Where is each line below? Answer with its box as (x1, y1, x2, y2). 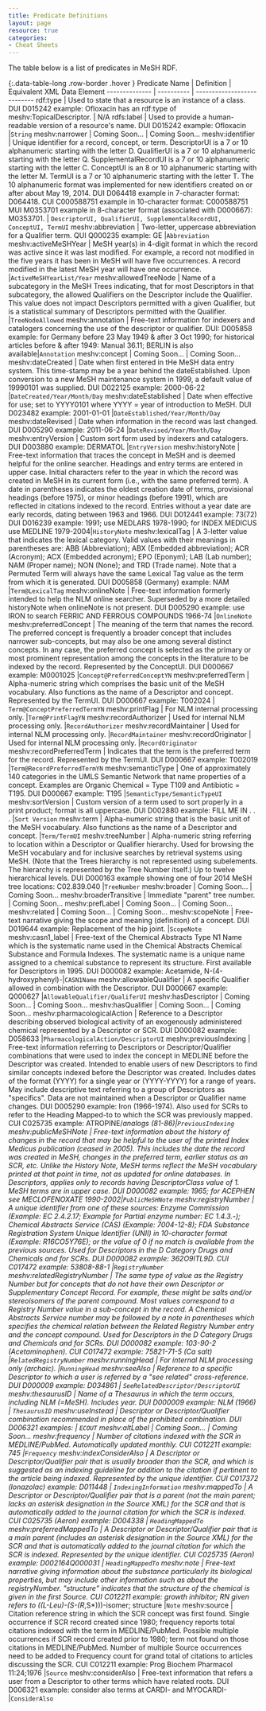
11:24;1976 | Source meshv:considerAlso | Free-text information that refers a (8, 1668, 253, 1678)
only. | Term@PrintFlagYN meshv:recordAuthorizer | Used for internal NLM (8, 713, 245, 723)
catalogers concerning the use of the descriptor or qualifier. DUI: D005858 (8, 324, 253, 333)
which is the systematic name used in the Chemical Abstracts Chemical (8, 941, 242, 951)
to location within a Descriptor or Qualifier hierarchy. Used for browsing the (8, 840, 254, 849)
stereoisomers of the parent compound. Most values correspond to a (8, 1296, 235, 1306)
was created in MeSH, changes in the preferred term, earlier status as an (8, 1152, 249, 1162)
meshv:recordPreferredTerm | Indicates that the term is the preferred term (8, 746, 252, 756)
